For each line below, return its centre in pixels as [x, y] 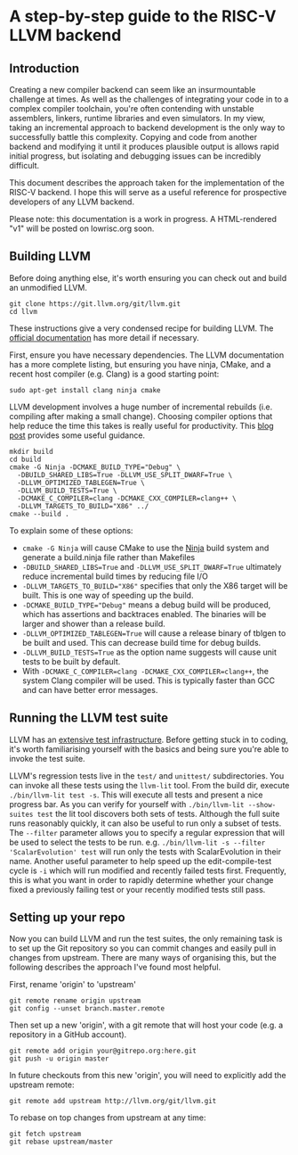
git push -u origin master [59, 1059]
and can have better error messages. [90, 689]
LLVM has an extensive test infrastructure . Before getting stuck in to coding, [149, 739]
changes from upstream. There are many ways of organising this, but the [143, 958]
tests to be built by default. [71, 661]
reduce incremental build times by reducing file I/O [115, 576]
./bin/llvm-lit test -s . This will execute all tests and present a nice [136, 795]
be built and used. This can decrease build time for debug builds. [141, 642]
